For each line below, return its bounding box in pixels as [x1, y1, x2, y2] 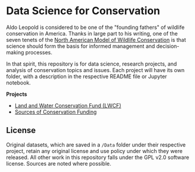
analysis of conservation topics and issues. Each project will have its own [6, 66, 185, 73]
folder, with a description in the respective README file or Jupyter [6, 73, 167, 80]
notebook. [6, 79, 31, 86]
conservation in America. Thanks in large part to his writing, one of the [6, 30, 178, 37]
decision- [156, 43, 180, 50]
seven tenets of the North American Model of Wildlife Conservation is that [6, 36, 186, 43]
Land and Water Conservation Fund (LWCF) [14, 102, 122, 109]
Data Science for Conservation [6, 4, 161, 18]
